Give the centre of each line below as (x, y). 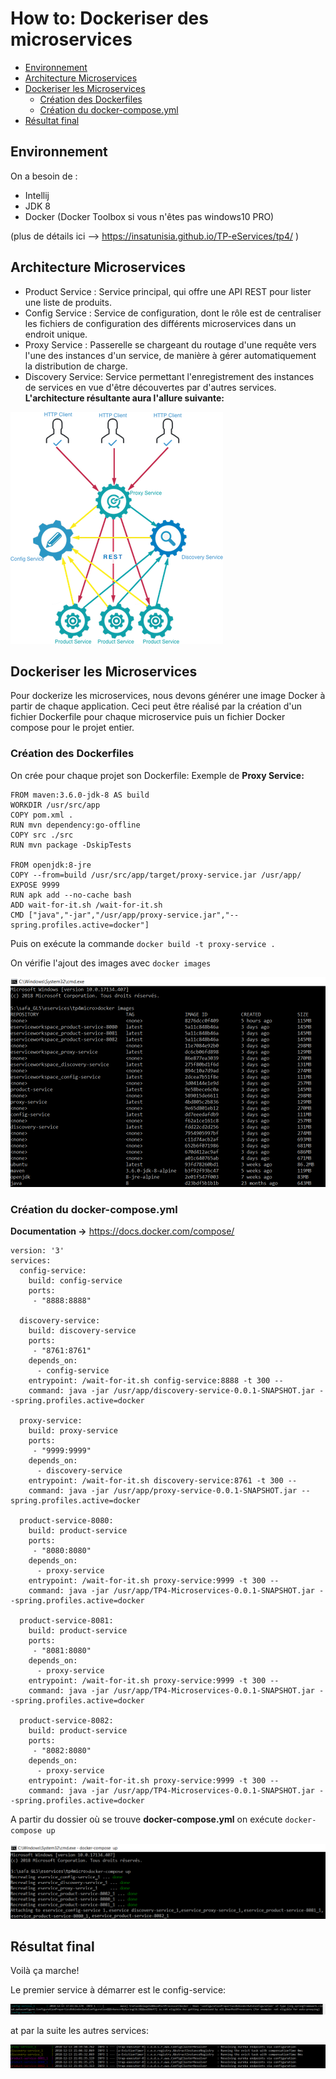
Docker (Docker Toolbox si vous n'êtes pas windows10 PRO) (149, 216)
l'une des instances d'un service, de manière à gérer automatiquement (170, 355)
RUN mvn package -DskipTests (71, 845)
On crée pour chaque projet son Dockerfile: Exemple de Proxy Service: (157, 775)
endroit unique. (56, 334)
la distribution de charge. (76, 366)
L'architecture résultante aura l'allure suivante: (124, 398)
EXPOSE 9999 (35, 885)
